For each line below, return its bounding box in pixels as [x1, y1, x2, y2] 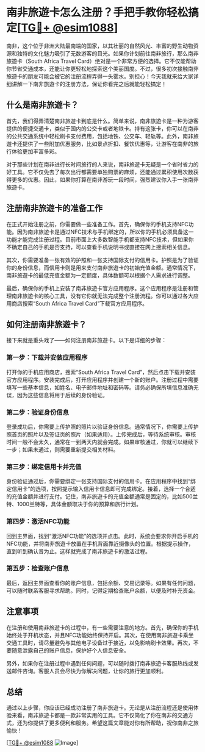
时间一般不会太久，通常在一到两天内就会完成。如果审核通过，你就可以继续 [6, 438, 193, 445]
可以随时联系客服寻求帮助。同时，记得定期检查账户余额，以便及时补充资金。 [6, 587, 199, 594]
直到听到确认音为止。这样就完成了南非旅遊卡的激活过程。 [6, 547, 151, 555]
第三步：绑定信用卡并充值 [6, 462, 82, 471]
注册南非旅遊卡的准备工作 [6, 203, 103, 213]
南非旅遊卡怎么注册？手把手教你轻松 [6, 5, 189, 20]
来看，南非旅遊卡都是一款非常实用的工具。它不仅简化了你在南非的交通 [11, 712, 188, 719]
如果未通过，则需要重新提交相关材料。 [22, 446, 119, 453]
